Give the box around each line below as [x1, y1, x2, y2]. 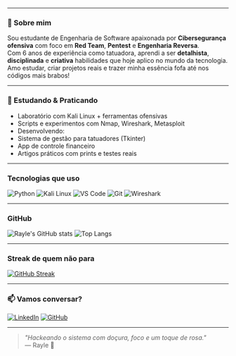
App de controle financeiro [17, 142, 96, 150]
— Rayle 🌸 [24, 340, 55, 349]
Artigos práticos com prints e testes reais [17, 149, 137, 157]
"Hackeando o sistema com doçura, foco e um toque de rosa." [24, 333, 206, 342]
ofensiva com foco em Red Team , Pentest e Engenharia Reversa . [7, 42, 200, 50]
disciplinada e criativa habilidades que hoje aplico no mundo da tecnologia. [7, 56, 228, 65]
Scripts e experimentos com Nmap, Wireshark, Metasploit [17, 119, 185, 128]
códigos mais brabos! [7, 71, 70, 80]
